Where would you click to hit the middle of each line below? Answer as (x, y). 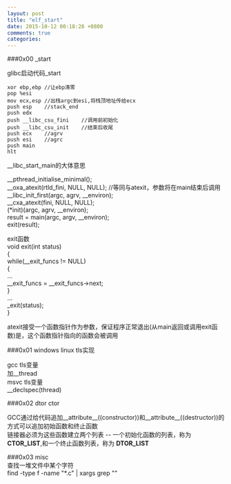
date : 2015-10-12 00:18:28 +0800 (55, 26)
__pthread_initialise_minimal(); (50, 180)
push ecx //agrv (35, 134)
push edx (20, 113)
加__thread (22, 374)
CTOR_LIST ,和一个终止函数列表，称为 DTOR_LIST (78, 443)
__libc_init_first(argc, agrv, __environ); (60, 195)
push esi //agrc (35, 140)
